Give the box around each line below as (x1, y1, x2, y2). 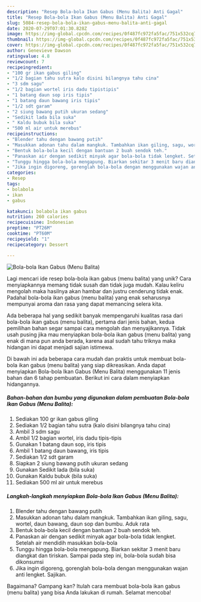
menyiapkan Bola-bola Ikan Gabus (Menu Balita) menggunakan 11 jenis (7, 368, 181, 375)
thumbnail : (7, 36, 34, 42)
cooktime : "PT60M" (7, 231, 52, 236)
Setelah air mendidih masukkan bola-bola (15, 539, 118, 546)
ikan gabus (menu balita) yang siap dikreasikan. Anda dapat (18, 361, 166, 368)
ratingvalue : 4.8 (7, 53, 50, 59)
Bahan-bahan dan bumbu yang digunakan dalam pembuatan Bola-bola (7, 394, 190, 401)
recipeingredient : (7, 64, 52, 70)
